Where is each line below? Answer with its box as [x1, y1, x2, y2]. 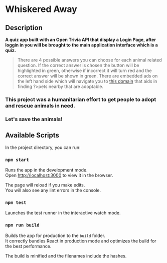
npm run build [5, 222, 40, 228]
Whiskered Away [5, 3, 78, 15]
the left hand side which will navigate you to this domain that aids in [17, 78, 157, 84]
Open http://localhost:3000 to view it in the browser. [5, 172, 113, 178]
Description [5, 23, 43, 32]
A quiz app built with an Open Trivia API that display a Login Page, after [5, 36, 156, 42]
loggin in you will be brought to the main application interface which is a [5, 42, 158, 48]
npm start [5, 156, 29, 162]
